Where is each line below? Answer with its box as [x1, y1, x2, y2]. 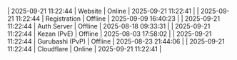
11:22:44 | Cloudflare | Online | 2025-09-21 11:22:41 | [7, 45, 162, 53]
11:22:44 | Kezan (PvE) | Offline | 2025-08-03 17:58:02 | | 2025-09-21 [7, 29, 212, 38]
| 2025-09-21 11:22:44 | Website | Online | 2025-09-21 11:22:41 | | [7, 7, 199, 15]
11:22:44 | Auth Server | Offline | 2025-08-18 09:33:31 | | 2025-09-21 [7, 22, 211, 30]
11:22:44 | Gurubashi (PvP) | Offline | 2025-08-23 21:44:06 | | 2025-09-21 [7, 37, 225, 46]
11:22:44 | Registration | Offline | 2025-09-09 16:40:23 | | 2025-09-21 [15, 14, 220, 23]
